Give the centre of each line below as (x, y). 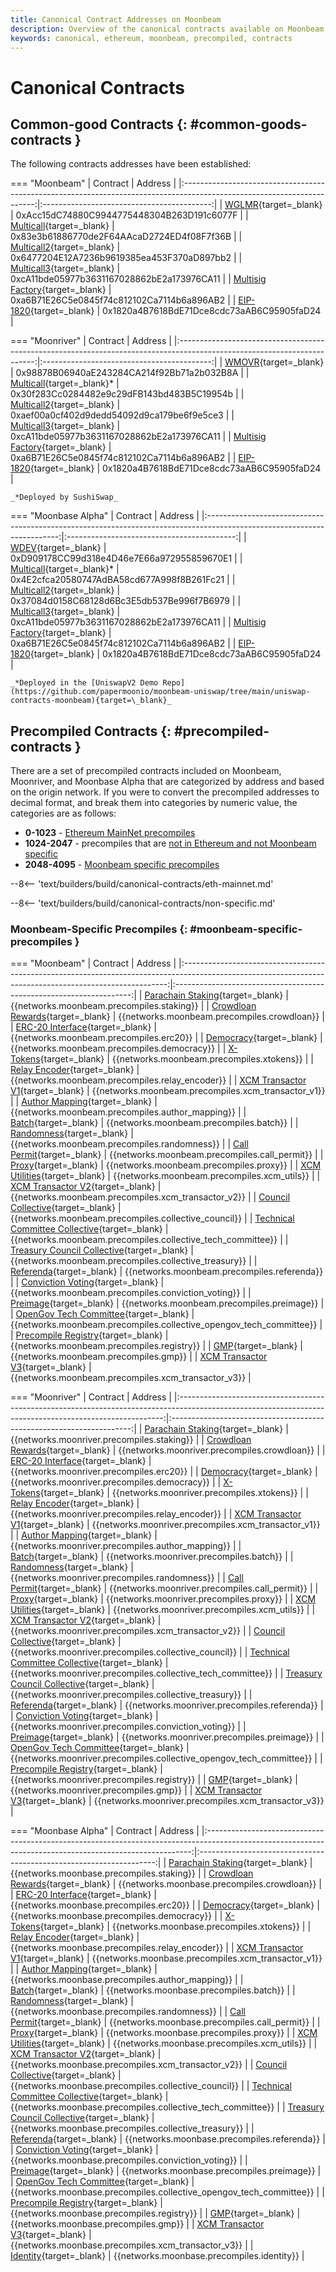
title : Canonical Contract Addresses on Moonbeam (116, 19)
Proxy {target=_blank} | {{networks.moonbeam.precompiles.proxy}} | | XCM (166, 1165)
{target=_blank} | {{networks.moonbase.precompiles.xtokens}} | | (175, 1927)
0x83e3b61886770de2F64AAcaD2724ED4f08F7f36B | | (126, 237)
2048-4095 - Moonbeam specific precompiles (122, 865)
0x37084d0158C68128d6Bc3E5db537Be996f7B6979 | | (126, 601)
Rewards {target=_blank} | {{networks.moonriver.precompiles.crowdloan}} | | (168, 1450)
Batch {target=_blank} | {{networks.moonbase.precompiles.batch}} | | (153, 1990)
